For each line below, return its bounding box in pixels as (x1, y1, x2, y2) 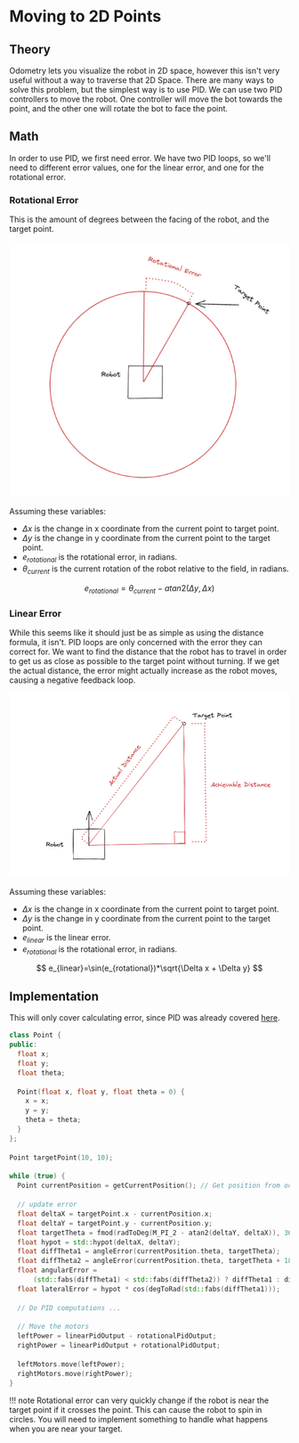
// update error (17, 1201, 77, 1209)
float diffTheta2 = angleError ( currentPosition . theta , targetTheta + (17, 1257, 280, 1266)
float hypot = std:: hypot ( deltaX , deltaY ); (17, 1237, 181, 1247)
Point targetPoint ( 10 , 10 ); (9, 1152, 114, 1162)
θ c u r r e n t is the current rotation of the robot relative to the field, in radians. (21, 563, 289, 577)
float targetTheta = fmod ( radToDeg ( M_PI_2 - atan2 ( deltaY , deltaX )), (17, 1228, 280, 1237)
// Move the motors (17, 1322, 90, 1332)
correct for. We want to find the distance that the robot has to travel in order (9, 646, 287, 657)
